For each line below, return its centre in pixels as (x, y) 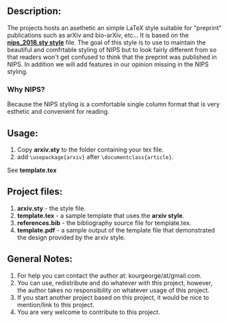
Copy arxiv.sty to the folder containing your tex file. (90, 149)
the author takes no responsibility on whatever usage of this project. (113, 290)
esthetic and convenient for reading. (58, 112)
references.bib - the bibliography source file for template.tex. (104, 223)
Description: (34, 11)
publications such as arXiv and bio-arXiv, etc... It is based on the (98, 35)
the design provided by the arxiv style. (71, 237)
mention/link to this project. (55, 304)
